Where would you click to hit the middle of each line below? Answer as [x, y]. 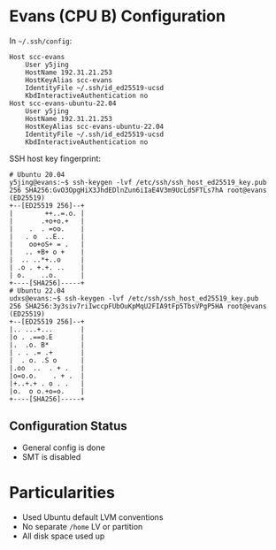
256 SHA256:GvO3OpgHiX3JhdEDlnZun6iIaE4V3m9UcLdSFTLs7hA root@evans [138, 190]
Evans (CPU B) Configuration [117, 16]
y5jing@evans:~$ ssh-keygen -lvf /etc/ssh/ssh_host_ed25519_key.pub [138, 182]
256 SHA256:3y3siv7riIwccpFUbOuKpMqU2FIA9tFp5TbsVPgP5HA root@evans [138, 306]
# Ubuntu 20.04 [37, 174]
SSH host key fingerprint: [55, 158]
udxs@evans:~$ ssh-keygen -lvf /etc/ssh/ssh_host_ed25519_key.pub [134, 298]
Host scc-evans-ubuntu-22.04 [63, 103]
